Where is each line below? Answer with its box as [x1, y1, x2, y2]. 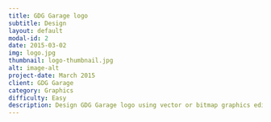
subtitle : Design [8, 19, 67, 27]
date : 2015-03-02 [8, 42, 67, 50]
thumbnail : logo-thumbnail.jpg [8, 57, 114, 65]
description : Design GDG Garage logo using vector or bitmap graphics [8, 101, 251, 109]
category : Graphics [8, 86, 74, 95]
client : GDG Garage [8, 79, 74, 87]
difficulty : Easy [8, 94, 67, 102]
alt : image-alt [8, 64, 60, 72]
